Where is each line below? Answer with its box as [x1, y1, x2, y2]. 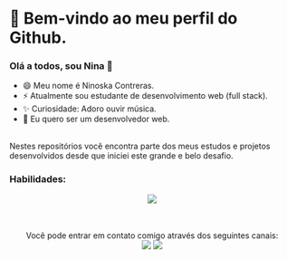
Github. [9, 27, 67, 48]
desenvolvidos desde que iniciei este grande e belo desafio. [9, 150, 234, 161]
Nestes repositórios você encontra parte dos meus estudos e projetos [9, 140, 271, 152]
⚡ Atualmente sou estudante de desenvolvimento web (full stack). [22, 91, 269, 101]
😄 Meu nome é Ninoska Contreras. [22, 81, 155, 91]
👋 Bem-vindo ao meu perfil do [9, 8, 238, 29]
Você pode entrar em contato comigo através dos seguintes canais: [25, 230, 279, 241]
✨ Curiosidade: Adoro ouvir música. [22, 103, 157, 114]
